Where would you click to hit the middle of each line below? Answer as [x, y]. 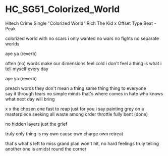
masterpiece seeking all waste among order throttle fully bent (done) [76, 114]
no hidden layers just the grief [36, 124]
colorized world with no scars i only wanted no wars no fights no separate [82, 38]
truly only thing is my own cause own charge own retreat [64, 134]
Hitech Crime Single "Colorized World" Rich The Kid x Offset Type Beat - [81, 23]
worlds [12, 43]
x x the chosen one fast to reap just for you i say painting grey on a [75, 109]
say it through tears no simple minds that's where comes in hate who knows [84, 93]
